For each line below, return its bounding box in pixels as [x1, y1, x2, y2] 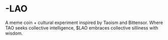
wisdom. [5, 30, 23, 36]
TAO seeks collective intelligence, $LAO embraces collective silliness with [5, 24, 158, 30]
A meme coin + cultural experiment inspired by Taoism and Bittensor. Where [5, 19, 163, 25]
